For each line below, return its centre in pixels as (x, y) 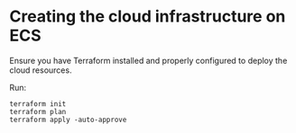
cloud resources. (41, 70)
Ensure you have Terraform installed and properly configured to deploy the (148, 60)
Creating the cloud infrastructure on (148, 17)
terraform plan (38, 111)
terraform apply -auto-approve (68, 120)
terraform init (38, 104)
